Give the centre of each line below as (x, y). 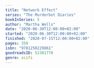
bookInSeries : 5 (22, 19)
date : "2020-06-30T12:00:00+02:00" (43, 29)
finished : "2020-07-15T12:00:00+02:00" (48, 39)
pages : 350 (17, 43)
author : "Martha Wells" (30, 24)
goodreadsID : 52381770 (29, 53)
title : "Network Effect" (32, 10)
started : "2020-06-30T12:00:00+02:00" (46, 34)
